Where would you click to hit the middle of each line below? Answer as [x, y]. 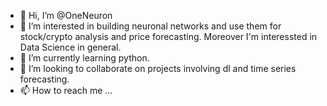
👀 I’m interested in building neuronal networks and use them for [150, 26]
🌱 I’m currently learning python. [84, 58]
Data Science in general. [70, 47]
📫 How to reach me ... [66, 90]
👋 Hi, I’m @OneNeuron [66, 15]
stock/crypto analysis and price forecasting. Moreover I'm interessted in [168, 36]
